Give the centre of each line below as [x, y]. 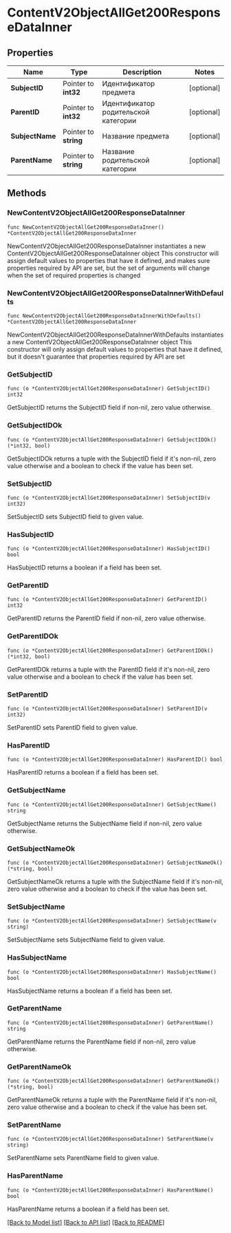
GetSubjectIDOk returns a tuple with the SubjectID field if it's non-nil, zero [112, 459]
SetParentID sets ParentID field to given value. [73, 728]
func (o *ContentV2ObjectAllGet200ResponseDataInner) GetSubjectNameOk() [115, 863]
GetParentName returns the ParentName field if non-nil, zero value [101, 1042]
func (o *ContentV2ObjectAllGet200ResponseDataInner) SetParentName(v [110, 1139]
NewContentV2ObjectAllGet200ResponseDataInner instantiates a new [107, 246]
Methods [27, 193]
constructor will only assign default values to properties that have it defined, [115, 349]
